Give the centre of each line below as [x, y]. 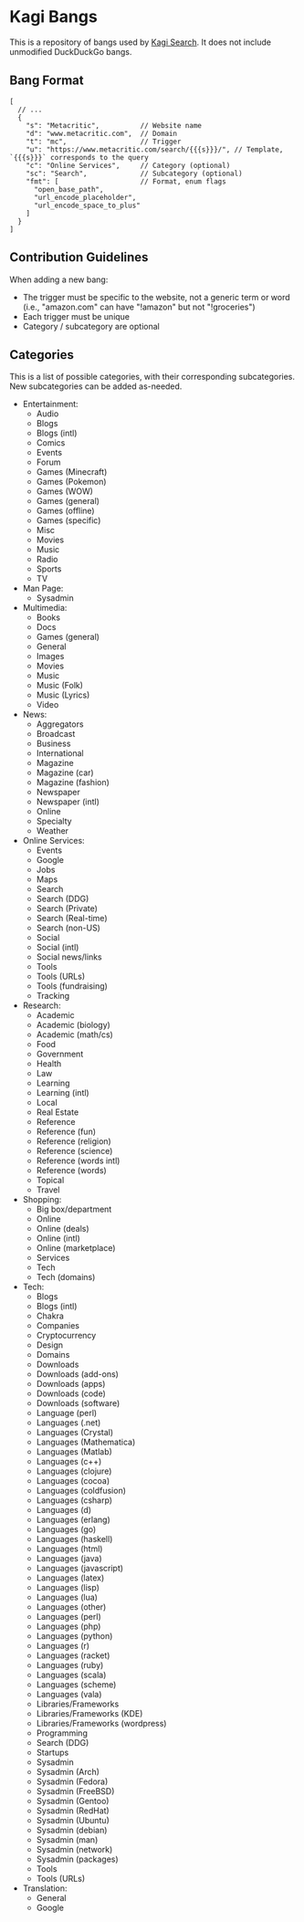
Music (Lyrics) [63, 695]
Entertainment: [51, 404]
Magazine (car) [65, 772]
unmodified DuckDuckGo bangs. [71, 51]
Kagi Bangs [53, 17]
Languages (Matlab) [74, 1452]
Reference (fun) [66, 1132]
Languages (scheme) [76, 1685]
